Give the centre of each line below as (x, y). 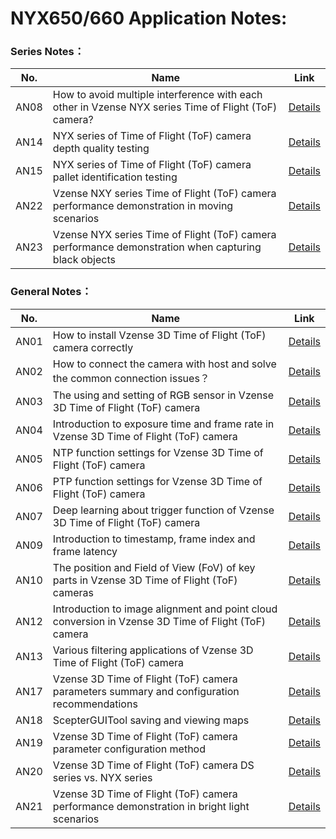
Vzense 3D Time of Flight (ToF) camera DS (153, 765)
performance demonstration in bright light (151, 806)
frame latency (85, 551)
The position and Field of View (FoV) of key (154, 567)
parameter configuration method (129, 749)
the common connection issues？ (131, 378)
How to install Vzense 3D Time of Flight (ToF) (159, 335)
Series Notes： (47, 52)
